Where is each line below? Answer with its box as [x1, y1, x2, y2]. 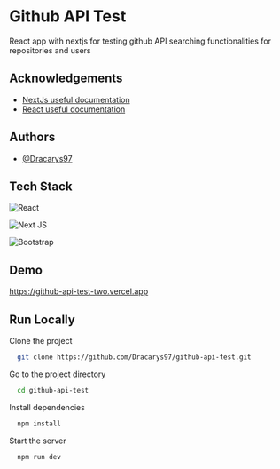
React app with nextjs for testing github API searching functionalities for [9, 36, 272, 46]
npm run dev [17, 452, 62, 461]
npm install [17, 419, 62, 428]
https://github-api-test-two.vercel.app [9, 286, 149, 297]
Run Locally [9, 312, 75, 327]
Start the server [9, 435, 66, 446]
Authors [9, 130, 56, 145]
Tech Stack [9, 179, 73, 194]
